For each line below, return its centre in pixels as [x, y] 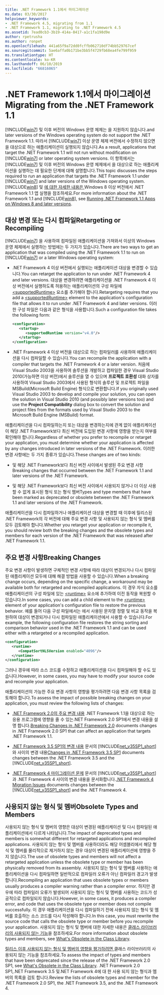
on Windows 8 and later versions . [39, 204]
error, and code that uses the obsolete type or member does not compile [78, 904]
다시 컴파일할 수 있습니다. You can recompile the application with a [86, 358]
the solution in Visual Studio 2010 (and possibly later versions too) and [83, 399]
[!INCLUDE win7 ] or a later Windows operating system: [60, 258]
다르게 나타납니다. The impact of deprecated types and [88, 833]
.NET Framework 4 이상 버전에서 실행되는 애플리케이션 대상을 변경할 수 [80, 267]
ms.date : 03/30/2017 [26, 14]
